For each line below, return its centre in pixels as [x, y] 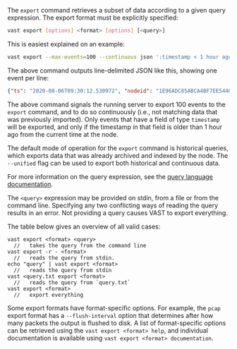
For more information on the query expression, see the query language [110, 176]
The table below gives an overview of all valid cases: [84, 226]
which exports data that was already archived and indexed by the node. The [118, 155]
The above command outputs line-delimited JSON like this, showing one [112, 71]
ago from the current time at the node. [63, 134]
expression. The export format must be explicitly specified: [93, 18]
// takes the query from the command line [80, 245]
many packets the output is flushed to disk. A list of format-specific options [117, 323]
